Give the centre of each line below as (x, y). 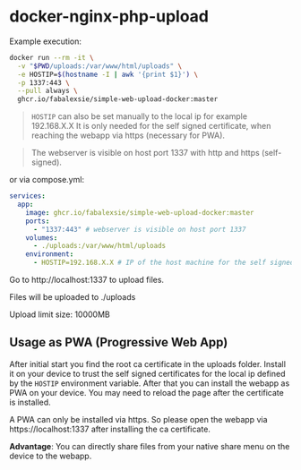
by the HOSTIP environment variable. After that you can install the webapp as (150, 383)
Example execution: (46, 41)
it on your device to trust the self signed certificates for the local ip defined (147, 373)
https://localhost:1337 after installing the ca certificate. (110, 429)
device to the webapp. (51, 456)
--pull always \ (47, 91)
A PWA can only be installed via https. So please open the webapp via (138, 419)
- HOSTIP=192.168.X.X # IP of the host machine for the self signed (163, 263)
